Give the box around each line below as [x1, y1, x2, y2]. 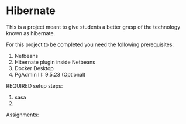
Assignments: [6, 111, 39, 118]
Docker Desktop [14, 64, 54, 71]
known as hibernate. [6, 29, 56, 36]
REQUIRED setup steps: [6, 82, 63, 89]
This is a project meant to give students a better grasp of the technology [6, 23, 181, 30]
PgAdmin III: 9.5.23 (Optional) [14, 71, 86, 78]
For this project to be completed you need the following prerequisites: [6, 41, 174, 48]
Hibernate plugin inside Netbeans [14, 58, 95, 66]
